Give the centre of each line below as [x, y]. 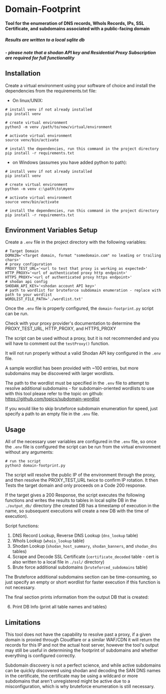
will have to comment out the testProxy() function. [57, 344]
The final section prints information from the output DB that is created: [77, 597]
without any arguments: [29, 452]
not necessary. [20, 587]
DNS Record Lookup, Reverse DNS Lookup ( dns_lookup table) [75, 536]
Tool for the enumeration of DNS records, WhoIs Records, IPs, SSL [75, 23]
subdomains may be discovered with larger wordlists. [60, 373]
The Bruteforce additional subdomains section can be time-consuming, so [81, 577]
